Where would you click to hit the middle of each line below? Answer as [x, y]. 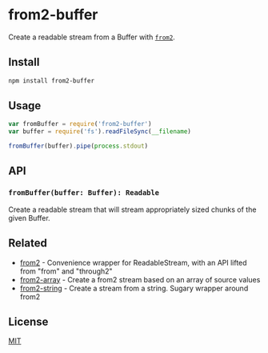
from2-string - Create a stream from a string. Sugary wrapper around [134, 288]
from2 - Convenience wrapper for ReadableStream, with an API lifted [133, 262]
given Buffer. [29, 217]
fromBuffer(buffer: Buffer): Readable [84, 193]
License [28, 321]
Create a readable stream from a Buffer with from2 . [92, 37]
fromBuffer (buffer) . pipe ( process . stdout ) [78, 146]
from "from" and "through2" [66, 271]
